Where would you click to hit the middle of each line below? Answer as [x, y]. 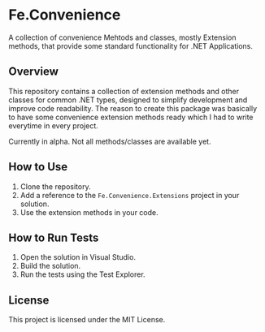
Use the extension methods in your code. [89, 212]
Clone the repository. [55, 186]
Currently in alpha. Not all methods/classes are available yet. [110, 141]
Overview [34, 72]
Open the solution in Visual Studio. [78, 257]
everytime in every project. [54, 125]
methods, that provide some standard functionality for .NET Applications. [131, 45]
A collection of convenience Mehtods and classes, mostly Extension [122, 37]
